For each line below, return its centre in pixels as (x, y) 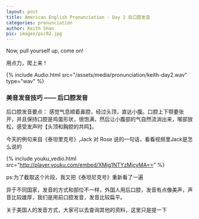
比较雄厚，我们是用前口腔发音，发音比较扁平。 (68, 198)
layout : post (22, 12)
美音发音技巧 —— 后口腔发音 (47, 98)
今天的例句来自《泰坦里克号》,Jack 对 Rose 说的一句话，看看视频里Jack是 (97, 139)
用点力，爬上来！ (27, 63)
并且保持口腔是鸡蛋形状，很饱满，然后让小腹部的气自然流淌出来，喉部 (102, 119)
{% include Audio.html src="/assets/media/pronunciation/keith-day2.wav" (97, 75)
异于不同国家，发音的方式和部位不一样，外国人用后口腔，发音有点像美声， (97, 190)
